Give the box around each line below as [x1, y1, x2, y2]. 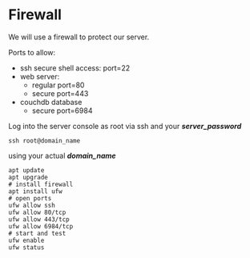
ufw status [8, 243, 45, 252]
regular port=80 [31, 80, 85, 90]
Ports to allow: [8, 47, 56, 57]
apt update [8, 166, 45, 174]
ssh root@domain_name [8, 136, 81, 145]
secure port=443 [31, 88, 89, 98]
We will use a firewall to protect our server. [8, 32, 150, 42]
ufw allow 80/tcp [8, 208, 67, 216]
